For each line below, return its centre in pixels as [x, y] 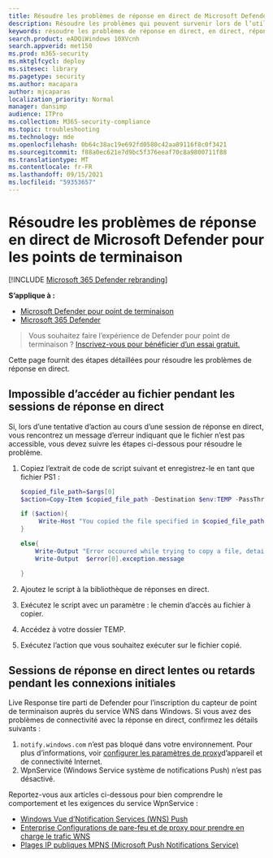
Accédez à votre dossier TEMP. [73, 629]
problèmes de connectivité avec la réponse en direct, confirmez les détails [133, 720]
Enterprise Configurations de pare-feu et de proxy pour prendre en [132, 828]
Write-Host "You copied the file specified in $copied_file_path [152, 521]
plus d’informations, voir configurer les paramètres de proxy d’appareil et [141, 753]
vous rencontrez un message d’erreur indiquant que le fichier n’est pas [127, 435]
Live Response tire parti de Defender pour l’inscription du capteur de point [133, 703]
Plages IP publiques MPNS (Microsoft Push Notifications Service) [130, 845]
